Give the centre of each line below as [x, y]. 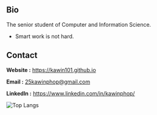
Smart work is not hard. [44, 36]
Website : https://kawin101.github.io [51, 70]
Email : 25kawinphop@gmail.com [48, 82]
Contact [22, 55]
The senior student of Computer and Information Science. [79, 24]
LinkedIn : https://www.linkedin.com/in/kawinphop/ [71, 93]
